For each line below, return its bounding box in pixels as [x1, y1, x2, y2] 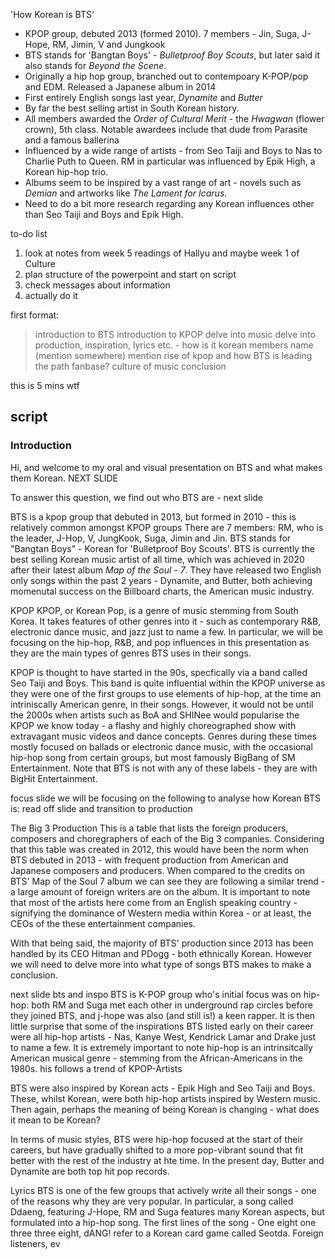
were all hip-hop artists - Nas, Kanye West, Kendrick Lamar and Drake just [10, 1030, 317, 1043]
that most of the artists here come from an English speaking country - [10, 896, 298, 908]
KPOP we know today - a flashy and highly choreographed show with [10, 719, 297, 731]
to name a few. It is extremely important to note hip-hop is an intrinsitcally [10, 1041, 313, 1053]
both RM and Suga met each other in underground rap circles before [31, 999, 313, 1011]
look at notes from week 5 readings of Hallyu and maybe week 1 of [24, 247, 300, 259]
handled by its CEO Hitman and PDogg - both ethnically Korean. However [10, 947, 313, 959]
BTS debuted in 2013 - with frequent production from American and [10, 854, 289, 866]
